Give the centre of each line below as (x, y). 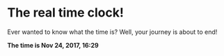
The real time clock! (65, 13)
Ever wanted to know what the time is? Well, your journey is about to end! (112, 32)
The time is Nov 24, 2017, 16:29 (53, 45)
